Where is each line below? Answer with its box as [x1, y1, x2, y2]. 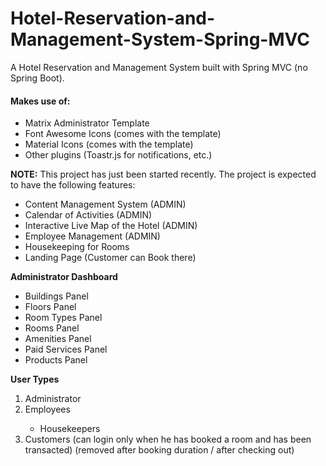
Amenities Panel [24, 333, 92, 345]
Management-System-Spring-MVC [10, 28, 311, 51]
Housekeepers [39, 423, 101, 435]
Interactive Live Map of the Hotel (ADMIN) [24, 220, 198, 232]
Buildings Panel [24, 290, 89, 302]
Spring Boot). [10, 72, 65, 84]
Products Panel [24, 354, 88, 366]
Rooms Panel [24, 322, 80, 334]
